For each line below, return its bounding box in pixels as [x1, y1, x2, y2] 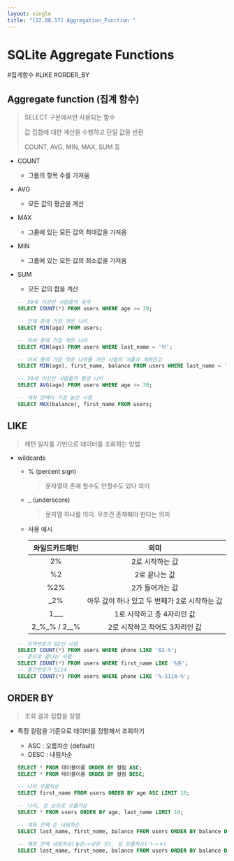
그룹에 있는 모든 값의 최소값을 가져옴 [27, 256, 127, 265]
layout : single [7, 10, 52, 17]
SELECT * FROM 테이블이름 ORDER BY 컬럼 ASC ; [17, 764, 142, 771]
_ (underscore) [27, 495, 71, 504]
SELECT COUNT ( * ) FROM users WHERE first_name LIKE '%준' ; [17, 660, 189, 667]
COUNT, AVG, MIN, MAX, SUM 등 [24, 143, 121, 151]
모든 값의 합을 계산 [27, 284, 79, 294]
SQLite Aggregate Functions [7, 47, 175, 63]
